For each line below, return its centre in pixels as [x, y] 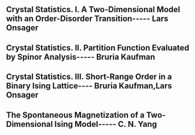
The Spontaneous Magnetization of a [75, 115]
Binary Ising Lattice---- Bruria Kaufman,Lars [89, 86]
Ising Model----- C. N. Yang [106, 124]
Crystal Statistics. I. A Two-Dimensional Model [93, 10]
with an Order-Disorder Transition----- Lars [87, 19]
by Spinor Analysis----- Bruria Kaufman [81, 57]
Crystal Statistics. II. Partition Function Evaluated [98, 48]
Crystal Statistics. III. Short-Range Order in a [89, 77]
